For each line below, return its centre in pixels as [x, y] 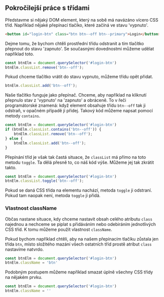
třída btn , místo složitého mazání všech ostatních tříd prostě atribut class [79, 244]
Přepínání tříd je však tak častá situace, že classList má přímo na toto [76, 157]
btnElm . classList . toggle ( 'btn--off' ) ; [44, 181]
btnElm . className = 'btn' [31, 263]
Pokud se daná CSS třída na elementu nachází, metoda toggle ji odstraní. [79, 190]
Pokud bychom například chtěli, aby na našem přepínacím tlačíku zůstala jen [82, 239]
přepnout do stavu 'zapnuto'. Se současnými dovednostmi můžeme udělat [80, 49]
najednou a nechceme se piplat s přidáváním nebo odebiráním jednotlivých [81, 224]
